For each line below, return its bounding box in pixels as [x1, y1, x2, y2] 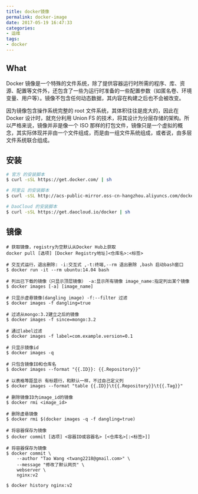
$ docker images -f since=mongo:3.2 [6, 317, 96, 322]
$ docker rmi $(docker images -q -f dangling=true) [6, 416, 136, 422]
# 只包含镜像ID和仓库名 [6, 361, 57, 367]
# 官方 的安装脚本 [6, 172, 45, 177]
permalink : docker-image [6, 14, 67, 20]
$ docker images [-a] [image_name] [6, 284, 94, 289]
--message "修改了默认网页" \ [16, 462, 85, 467]
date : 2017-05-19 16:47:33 [6, 19, 72, 25]
